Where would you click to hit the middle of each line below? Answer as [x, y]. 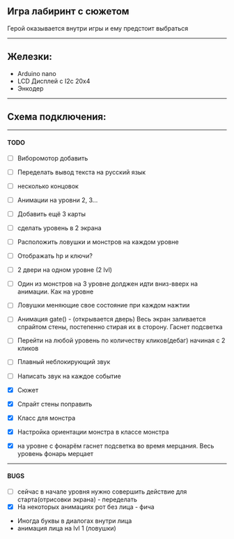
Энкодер [30, 88]
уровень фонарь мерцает [55, 453]
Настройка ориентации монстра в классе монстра [93, 432]
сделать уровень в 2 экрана [60, 228]
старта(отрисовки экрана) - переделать [77, 500]
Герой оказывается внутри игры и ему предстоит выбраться [98, 28]
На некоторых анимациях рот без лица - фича [86, 507]
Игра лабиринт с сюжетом [68, 12]
